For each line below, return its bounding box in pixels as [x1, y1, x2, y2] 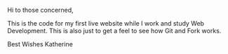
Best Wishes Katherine [7, 40, 74, 48]
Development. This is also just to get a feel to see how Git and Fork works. [7, 27, 222, 35]
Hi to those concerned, [7, 6, 74, 14]
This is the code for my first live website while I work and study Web [7, 19, 205, 27]
